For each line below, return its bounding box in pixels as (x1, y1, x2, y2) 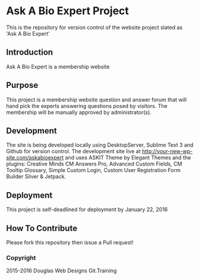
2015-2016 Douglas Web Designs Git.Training (6, 267, 117, 274)
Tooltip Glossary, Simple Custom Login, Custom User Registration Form (6, 167, 181, 174)
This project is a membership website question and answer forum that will (6, 96, 187, 103)
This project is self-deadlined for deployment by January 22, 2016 (6, 206, 168, 213)
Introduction (6, 47, 53, 58)
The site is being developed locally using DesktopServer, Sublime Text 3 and (6, 141, 194, 149)
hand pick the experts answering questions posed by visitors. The (6, 102, 168, 109)
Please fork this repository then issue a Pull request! (6, 239, 134, 246)
